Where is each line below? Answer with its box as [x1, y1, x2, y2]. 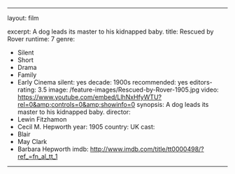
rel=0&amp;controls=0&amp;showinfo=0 [17, 101, 136, 108]
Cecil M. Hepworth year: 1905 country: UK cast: [17, 123, 155, 131]
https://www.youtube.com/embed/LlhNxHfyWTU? [17, 93, 162, 101]
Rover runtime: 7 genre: [7, 35, 76, 43]
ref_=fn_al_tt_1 [17, 152, 58, 161]
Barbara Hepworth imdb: [17, 145, 89, 153]
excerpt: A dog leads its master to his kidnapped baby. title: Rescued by [7, 27, 214, 36]
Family [17, 71, 37, 79]
